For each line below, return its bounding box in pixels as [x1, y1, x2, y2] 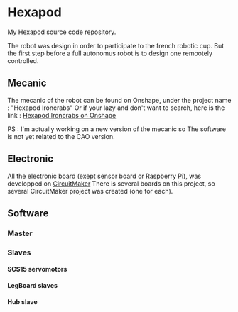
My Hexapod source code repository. [7, 28, 117, 36]
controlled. [7, 56, 39, 65]
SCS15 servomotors [7, 265, 67, 274]
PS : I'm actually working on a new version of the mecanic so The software [7, 125, 226, 133]
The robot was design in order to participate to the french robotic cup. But [7, 41, 225, 50]
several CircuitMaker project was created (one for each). [7, 186, 173, 195]
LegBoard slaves [7, 281, 58, 289]
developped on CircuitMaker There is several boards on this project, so [7, 179, 215, 188]
